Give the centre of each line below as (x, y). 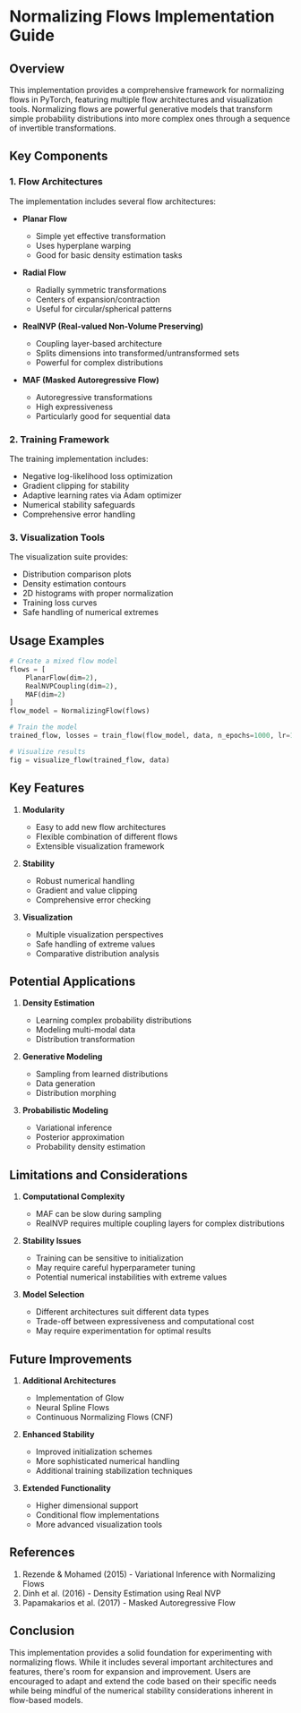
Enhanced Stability (58, 1434)
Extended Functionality (67, 1487)
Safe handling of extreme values (95, 944)
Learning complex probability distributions (114, 1020)
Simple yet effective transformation (100, 236)
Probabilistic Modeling (65, 1110)
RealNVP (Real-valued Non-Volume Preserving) (113, 326)
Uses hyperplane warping (83, 245)
